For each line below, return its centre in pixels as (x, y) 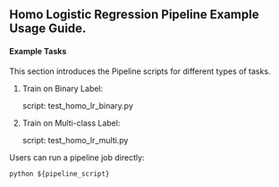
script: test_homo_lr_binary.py (78, 105)
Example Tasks (38, 51)
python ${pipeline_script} (59, 174)
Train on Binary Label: (63, 88)
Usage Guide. (48, 29)
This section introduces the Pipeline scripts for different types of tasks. (140, 71)
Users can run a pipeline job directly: (77, 157)
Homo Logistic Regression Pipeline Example (134, 15)
